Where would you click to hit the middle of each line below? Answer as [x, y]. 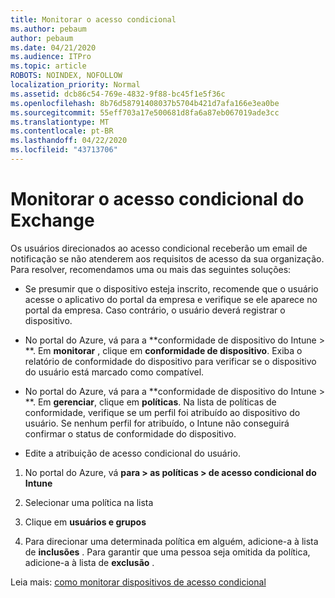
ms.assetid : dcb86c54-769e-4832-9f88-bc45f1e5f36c [118, 94]
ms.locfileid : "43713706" [64, 150]
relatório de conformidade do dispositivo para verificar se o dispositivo [170, 361]
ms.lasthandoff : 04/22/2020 [69, 141]
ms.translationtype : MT [60, 122]
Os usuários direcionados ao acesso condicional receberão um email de [159, 248]
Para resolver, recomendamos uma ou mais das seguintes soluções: [151, 269]
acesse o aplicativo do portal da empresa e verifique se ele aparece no [171, 299]
